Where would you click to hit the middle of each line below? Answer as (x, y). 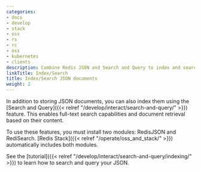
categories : (21, 12)
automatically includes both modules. (52, 145)
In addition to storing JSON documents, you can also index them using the (98, 101)
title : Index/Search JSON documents (52, 79)
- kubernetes (22, 56)
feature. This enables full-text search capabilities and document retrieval (96, 114)
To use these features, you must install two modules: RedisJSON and (91, 132)
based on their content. (35, 120)
